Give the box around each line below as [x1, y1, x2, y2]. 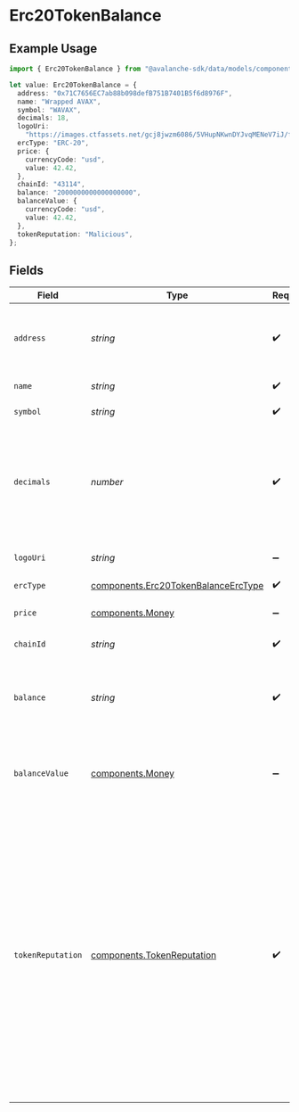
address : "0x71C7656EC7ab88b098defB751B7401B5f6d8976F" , [17, 88, 233, 98]
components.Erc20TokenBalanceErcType [90, 579, 264, 591]
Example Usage [9, 41, 98, 56]
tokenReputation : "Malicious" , [17, 229, 133, 239]
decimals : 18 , [17, 113, 69, 123]
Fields [9, 262, 44, 277]
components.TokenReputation [90, 949, 216, 961]
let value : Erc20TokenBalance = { [9, 80, 138, 89]
